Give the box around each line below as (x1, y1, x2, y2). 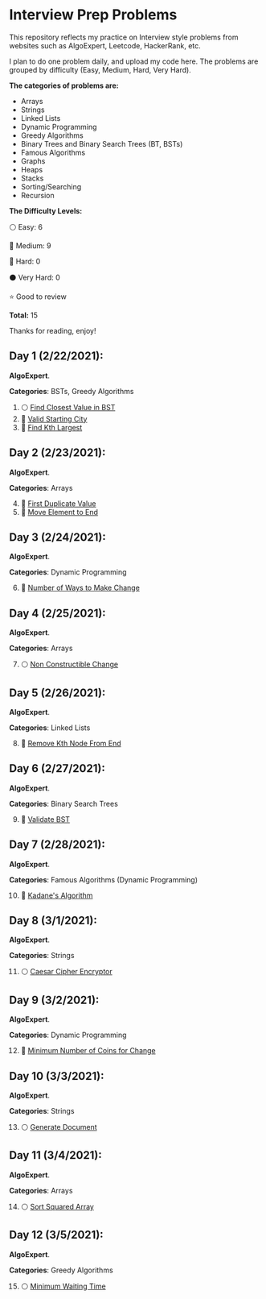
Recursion (20, 190, 55, 200)
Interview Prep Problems (9, 6, 178, 24)
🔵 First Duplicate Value (20, 498, 96, 508)
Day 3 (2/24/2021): (9, 530, 107, 544)
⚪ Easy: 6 (9, 222, 43, 231)
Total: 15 (9, 310, 39, 320)
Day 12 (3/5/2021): (9, 1228, 104, 1242)
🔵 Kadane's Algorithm (20, 890, 93, 900)
